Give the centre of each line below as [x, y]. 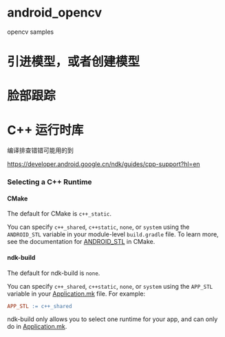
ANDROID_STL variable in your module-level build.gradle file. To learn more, [113, 234]
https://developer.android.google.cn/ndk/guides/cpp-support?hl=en [104, 164]
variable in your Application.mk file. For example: [76, 294]
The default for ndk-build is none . [54, 273]
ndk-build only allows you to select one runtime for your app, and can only [112, 319]
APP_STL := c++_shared [40, 306]
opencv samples [30, 32]
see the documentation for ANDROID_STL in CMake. [81, 242]
